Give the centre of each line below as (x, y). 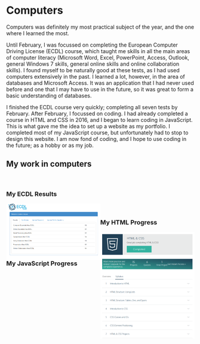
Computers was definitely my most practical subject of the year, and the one (100, 27)
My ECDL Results (32, 193)
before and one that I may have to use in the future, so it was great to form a (100, 89)
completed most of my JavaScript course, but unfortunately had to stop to (97, 133)
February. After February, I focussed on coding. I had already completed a (97, 113)
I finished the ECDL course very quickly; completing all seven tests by (92, 107)
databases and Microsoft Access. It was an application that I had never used (100, 83)
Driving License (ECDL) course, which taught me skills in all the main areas (98, 51)
